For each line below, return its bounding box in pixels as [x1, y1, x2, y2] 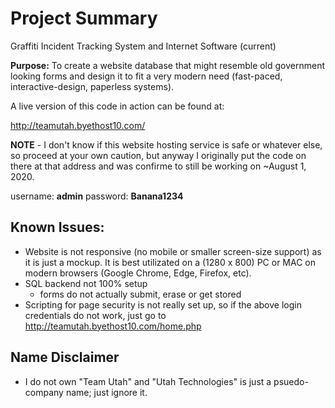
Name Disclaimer [10, 349, 120, 366]
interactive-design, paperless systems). [10, 80, 175, 92]
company [24, 386, 64, 398]
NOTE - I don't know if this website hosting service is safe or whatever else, [10, 138, 323, 151]
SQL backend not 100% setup [24, 277, 148, 289]
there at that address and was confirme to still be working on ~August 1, [10, 160, 307, 172]
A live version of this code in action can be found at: [10, 100, 225, 112]
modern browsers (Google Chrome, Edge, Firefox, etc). [24, 267, 252, 279]
